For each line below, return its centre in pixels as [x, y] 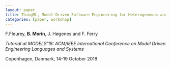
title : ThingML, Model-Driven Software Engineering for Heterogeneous [82, 15]
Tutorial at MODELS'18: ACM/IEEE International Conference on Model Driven [85, 44]
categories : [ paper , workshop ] [38, 19]
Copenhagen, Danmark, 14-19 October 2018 [51, 59]
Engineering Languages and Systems [45, 49]
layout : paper [20, 10]
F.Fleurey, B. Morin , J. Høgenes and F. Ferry [52, 34]
